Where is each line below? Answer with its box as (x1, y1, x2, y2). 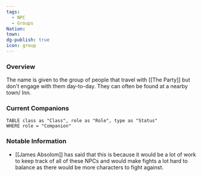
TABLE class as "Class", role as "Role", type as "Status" (6, 118, 158, 124)
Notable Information (6, 137, 67, 146)
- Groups (11, 20, 34, 26)
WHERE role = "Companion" (6, 123, 71, 129)
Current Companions (6, 104, 69, 112)
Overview (6, 62, 36, 71)
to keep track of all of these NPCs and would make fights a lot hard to (14, 157, 188, 164)
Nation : (6, 25, 26, 32)
